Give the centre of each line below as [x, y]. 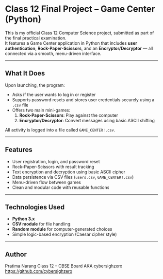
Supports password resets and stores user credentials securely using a [83, 100]
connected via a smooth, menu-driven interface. [53, 53]
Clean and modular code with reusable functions [61, 187]
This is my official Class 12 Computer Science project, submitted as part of [80, 33]
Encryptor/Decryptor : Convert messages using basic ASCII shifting [87, 120]
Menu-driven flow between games [47, 182]
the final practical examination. [36, 38]
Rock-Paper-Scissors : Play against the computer [69, 115]
